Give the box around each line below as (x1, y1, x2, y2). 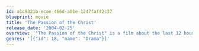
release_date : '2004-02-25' (6, 25, 76, 31)
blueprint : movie (6, 14, 49, 20)
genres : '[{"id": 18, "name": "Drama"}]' (6, 36, 110, 42)
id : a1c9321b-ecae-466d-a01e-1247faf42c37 (6, 8, 113, 15)
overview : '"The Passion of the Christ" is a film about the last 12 (6, 30, 182, 36)
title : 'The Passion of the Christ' (6, 19, 97, 25)
